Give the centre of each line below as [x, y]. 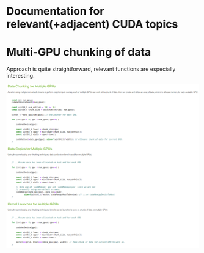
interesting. [20, 76]
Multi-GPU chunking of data [79, 52]
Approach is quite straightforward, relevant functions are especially [91, 69]
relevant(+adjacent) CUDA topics [92, 24]
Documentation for [55, 11]
